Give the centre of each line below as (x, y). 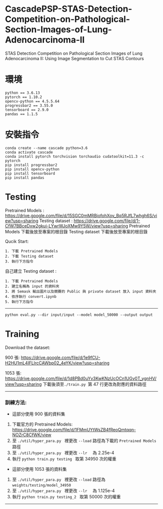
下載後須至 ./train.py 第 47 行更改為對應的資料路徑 (95, 384)
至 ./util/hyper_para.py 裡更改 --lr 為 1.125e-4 (63, 491)
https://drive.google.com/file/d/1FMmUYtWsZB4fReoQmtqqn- (74, 429)
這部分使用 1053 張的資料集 (39, 469)
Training (22, 334)
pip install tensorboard (30, 173)
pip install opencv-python (32, 169)
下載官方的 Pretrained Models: (42, 424)
